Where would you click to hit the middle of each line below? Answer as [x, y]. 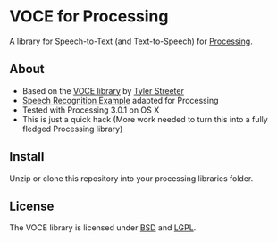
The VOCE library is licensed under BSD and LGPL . [103, 228]
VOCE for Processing [89, 17]
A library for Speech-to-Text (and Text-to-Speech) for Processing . [131, 41]
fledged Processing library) [72, 129]
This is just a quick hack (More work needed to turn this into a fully [145, 119]
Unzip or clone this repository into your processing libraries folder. [131, 178]
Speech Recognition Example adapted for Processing [120, 100]
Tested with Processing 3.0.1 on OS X [91, 110]
